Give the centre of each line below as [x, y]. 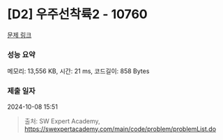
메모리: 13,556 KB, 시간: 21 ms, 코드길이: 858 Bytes [78, 71]
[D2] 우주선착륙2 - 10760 [77, 14]
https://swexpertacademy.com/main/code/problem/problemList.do [120, 129]
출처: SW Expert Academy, [62, 121]
